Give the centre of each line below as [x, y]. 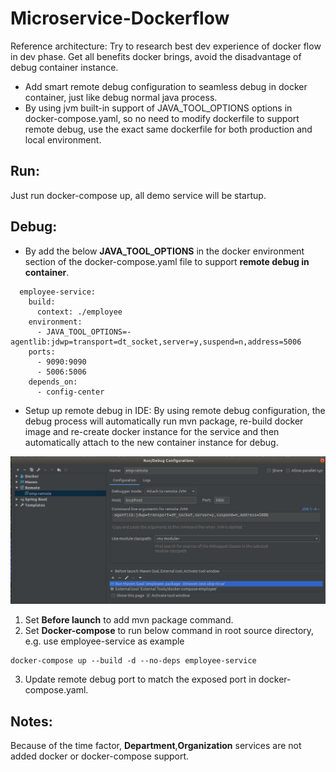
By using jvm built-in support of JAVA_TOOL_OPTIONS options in [158, 108]
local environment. [63, 139]
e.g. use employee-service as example [104, 641]
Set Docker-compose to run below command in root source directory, [169, 631]
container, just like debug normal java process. [121, 97]
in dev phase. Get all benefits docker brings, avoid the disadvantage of [156, 56]
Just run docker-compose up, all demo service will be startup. [138, 195]
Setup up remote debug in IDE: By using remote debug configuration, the [175, 410]
